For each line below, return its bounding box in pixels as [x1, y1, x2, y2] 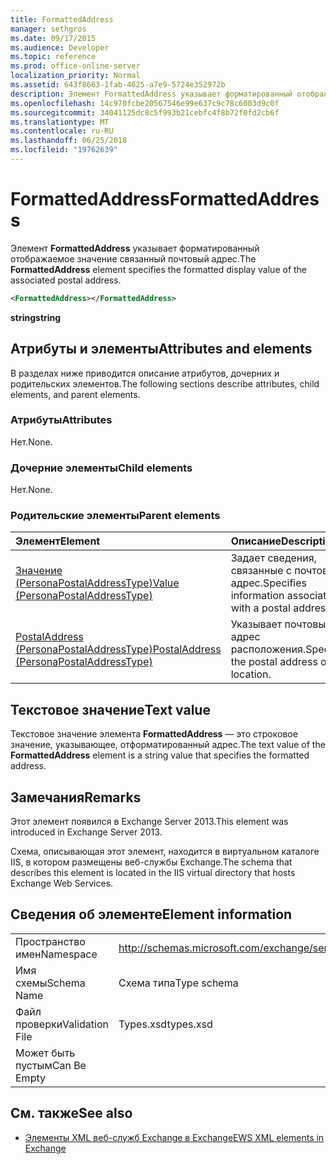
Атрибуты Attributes [10, 413, 113, 427]
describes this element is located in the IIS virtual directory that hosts [10, 867, 296, 879]
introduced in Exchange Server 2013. [10, 826, 163, 838]
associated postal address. [10, 274, 122, 286]
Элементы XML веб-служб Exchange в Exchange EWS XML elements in [24, 1131, 325, 1143]
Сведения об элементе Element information [10, 906, 293, 923]
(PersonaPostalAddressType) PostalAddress [15, 642, 222, 656]
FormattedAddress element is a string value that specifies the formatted [10, 749, 310, 761]
